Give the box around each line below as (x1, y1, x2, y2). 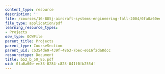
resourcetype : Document (5, 52, 54, 57)
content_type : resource (5, 7, 54, 12)
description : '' (5, 12, 38, 17)
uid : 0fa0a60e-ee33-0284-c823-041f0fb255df (5, 61, 96, 66)
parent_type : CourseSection (5, 43, 63, 48)
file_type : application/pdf (5, 20, 63, 26)
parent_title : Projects (5, 39, 54, 44)
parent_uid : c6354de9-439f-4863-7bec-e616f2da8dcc (5, 48, 111, 53)
